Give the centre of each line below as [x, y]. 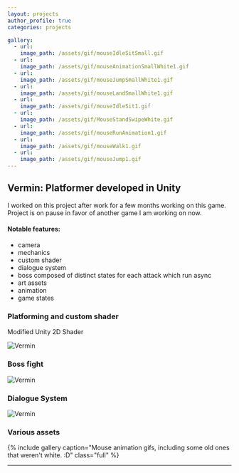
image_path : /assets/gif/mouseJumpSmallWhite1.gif [97, 80]
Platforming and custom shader [63, 316]
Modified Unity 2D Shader [46, 332]
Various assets [34, 432]
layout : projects [33, 14]
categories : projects [39, 27]
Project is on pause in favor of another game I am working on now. [105, 213]
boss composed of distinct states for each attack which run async [115, 276]
